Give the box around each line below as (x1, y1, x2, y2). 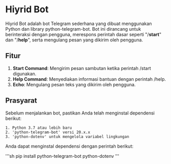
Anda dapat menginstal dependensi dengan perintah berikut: (5, 143, 134, 149)
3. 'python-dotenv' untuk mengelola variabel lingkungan (5, 134, 130, 139)
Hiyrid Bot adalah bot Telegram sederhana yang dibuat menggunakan (5, 20, 152, 27)
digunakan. (12, 71, 37, 77)
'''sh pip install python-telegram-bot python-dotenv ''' (5, 153, 119, 159)
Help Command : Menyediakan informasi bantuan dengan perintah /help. (12, 76, 166, 82)
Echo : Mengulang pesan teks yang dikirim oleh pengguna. (12, 81, 136, 87)
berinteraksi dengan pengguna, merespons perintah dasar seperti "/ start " (5, 31, 162, 37)
